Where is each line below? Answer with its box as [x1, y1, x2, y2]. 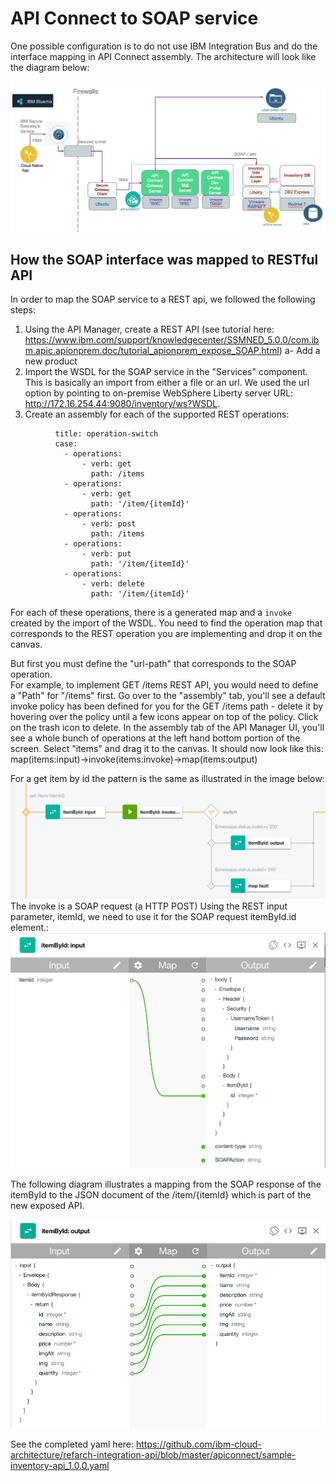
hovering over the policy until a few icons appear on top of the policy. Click [10, 711, 319, 723]
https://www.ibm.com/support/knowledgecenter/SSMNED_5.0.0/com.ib [24, 334, 320, 346]
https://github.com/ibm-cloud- [135, 1438, 262, 1451]
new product [24, 355, 78, 367]
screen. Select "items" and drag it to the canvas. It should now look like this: [10, 743, 324, 755]
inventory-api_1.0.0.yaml [10, 1460, 110, 1472]
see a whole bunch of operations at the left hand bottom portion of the [10, 732, 301, 744]
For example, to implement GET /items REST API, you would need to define [10, 679, 319, 691]
